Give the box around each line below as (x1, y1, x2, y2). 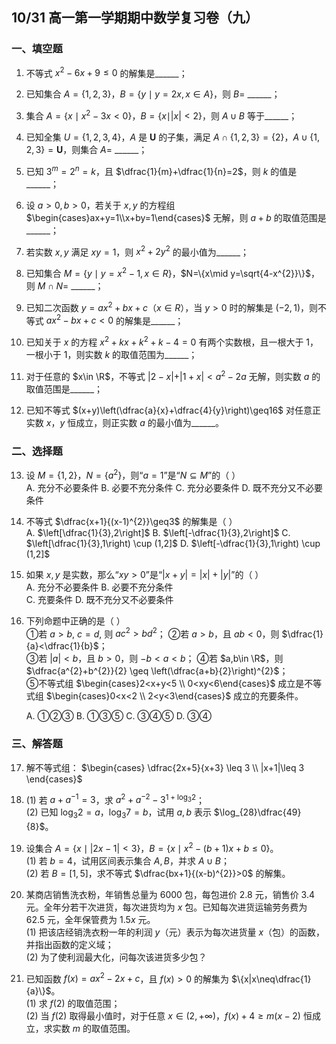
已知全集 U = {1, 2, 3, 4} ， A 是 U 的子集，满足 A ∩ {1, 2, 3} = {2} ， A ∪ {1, (25, 131, 321, 143)
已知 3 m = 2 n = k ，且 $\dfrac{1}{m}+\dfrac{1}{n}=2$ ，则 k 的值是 (25, 164, 298, 177)
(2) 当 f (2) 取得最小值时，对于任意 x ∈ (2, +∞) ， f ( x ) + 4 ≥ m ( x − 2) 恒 (25, 1010, 313, 1022)
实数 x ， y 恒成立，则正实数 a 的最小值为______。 (25, 416, 224, 428)
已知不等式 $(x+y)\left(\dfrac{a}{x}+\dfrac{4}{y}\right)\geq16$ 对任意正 (25, 404, 321, 416)
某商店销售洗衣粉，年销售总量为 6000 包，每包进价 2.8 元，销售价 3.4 (25, 888, 316, 900)
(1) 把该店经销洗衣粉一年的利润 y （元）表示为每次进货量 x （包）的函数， (25, 926, 326, 938)
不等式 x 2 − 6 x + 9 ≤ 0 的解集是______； (25, 65, 188, 79)
